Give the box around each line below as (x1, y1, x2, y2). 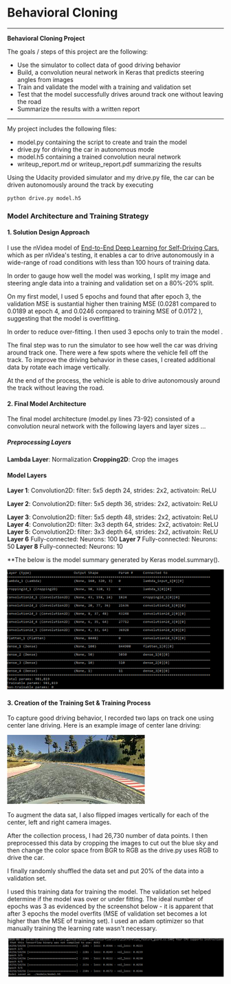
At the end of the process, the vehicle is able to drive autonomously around (7, 376, 221, 384)
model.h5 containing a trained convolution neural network (16, 152, 181, 161)
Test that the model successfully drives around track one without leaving (16, 90, 223, 98)
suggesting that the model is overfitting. (7, 314, 120, 322)
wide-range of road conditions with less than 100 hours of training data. (7, 258, 210, 266)
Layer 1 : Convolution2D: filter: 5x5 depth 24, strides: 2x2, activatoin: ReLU (7, 486, 217, 494)
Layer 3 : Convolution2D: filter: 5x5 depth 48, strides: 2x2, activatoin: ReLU (7, 513, 219, 521)
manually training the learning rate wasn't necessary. (7, 924, 157, 932)
